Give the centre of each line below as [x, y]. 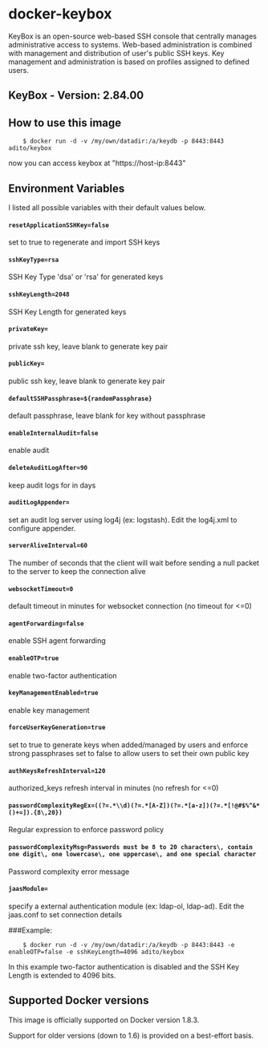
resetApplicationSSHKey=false [59, 225]
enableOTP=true [34, 658]
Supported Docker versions [79, 1000]
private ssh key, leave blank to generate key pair [88, 346]
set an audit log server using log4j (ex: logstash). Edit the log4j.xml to [123, 520]
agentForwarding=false [46, 623]
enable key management [49, 710]
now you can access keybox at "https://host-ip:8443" [97, 163]
